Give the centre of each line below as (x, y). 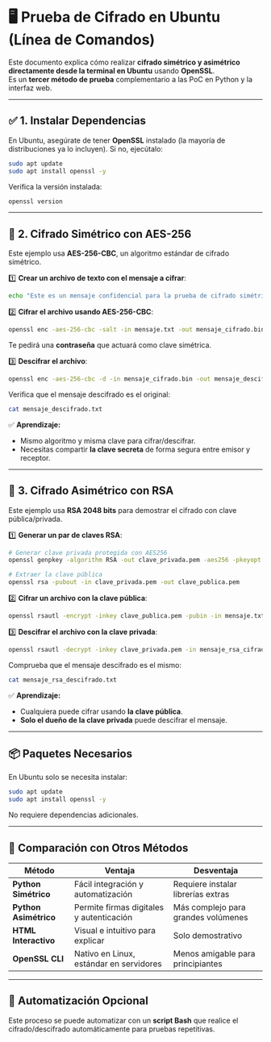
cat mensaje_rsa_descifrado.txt (63, 680)
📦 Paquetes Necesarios (71, 754)
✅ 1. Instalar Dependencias (77, 121)
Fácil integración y (108, 884)
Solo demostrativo (208, 936)
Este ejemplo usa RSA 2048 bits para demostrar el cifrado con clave (123, 510)
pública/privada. (35, 519)
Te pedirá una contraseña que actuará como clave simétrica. (110, 344)
